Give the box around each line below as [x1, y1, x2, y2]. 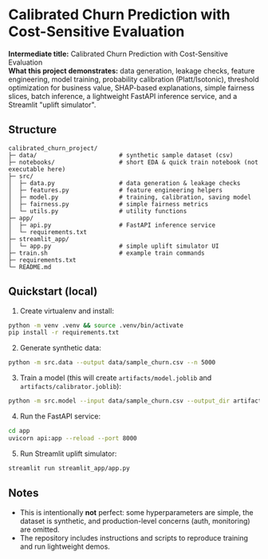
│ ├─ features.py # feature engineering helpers [8, 186, 223, 194]
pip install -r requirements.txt [8, 329, 120, 337]
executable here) [8, 165, 66, 173]
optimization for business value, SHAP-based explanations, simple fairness [8, 82, 255, 93]
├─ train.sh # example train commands [8, 249, 205, 257]
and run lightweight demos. [19, 541, 110, 551]
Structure [8, 123, 57, 137]
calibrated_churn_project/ [8, 144, 98, 153]
